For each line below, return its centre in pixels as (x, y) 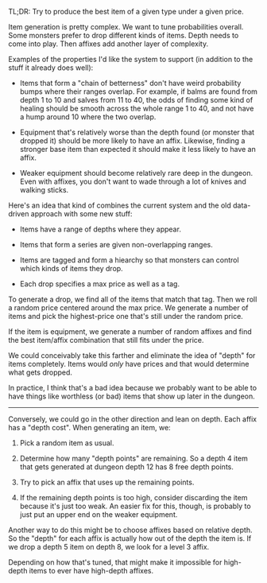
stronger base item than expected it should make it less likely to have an (137, 149)
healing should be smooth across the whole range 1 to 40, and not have (137, 108)
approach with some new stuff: (81, 214)
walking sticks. (44, 190)
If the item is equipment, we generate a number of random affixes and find (130, 332)
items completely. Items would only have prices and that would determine (129, 364)
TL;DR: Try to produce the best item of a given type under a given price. (126, 12)
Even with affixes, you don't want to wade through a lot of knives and (133, 181)
